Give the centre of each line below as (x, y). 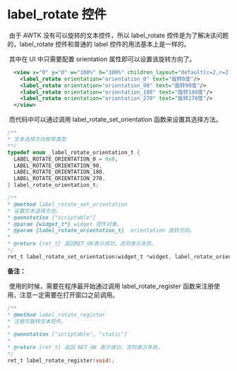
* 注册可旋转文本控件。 (37, 321)
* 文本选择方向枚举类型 (37, 139)
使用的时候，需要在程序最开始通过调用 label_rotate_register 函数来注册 (111, 286)
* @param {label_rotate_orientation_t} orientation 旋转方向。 (101, 231)
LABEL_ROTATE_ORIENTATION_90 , (58, 165)
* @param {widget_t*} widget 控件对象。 (65, 224)
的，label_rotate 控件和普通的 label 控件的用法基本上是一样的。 (99, 44)
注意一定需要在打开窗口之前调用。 (69, 295)
